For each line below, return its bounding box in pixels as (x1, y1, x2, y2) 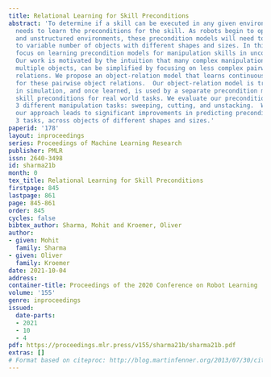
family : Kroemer (15, 259, 70, 267)
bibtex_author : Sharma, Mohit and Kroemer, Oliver (8, 222, 182, 230)
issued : (8, 304, 35, 312)
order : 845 (8, 206, 45, 214)
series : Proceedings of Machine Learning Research (8, 139, 182, 147)
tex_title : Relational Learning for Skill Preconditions (8, 176, 204, 185)
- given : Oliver (8, 251, 63, 259)
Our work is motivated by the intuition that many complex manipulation (15, 57, 265, 65)
